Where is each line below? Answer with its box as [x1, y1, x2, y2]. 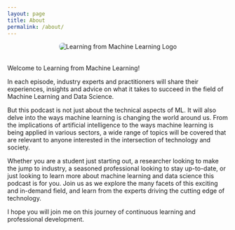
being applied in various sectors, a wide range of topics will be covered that [7, 128, 227, 137]
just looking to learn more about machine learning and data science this [7, 172, 215, 180]
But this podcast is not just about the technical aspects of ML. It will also [7, 106, 216, 114]
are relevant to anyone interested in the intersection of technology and [7, 136, 211, 144]
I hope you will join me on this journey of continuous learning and [7, 208, 196, 216]
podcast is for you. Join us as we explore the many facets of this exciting [7, 180, 219, 188]
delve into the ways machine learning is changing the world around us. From [7, 114, 228, 122]
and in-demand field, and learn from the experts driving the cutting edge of [7, 187, 225, 195]
